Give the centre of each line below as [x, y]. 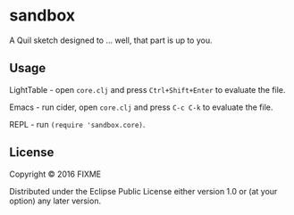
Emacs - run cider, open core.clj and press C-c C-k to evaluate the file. [141, 107]
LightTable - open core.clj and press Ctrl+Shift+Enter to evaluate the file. [147, 89]
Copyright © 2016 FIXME [55, 174]
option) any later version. [55, 201]
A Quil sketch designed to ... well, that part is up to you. [111, 40]
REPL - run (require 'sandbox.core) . [77, 124]
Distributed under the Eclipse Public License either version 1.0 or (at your [143, 191]
